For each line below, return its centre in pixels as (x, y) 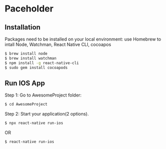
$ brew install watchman (31, 58)
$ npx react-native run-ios (34, 123)
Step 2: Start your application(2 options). (47, 114)
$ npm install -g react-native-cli (42, 63)
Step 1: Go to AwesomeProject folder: (43, 95)
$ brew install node (26, 53)
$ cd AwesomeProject (26, 104)
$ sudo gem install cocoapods (36, 67)
